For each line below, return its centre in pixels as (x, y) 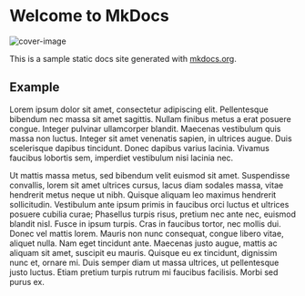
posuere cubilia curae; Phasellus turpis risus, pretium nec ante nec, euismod (153, 214)
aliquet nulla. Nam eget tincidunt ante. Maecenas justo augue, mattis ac (143, 243)
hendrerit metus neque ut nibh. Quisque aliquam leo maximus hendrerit (143, 194)
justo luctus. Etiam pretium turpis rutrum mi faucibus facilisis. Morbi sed (144, 272)
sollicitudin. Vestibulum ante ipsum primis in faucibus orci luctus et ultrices (149, 204)
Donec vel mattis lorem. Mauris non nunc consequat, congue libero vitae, (147, 233)
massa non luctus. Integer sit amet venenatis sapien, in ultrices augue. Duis (151, 138)
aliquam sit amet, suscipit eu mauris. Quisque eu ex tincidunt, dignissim (143, 252)
